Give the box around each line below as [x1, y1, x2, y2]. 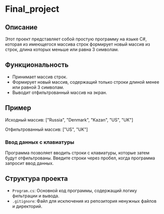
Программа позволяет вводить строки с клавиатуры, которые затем [5, 150, 150, 155]
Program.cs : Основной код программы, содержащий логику [12, 187, 137, 193]
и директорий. [12, 203, 43, 209]
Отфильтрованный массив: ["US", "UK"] [5, 126, 88, 132]
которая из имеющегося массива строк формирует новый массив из [5, 41, 150, 47]
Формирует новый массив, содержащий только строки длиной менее [12, 79, 160, 85]
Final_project [5, 3, 60, 15]
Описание [5, 23, 38, 31]
